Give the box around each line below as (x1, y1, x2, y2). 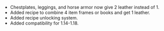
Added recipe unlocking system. (10, 15, 78, 20)
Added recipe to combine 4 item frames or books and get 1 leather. (10, 9, 151, 15)
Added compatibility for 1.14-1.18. (10, 20, 79, 26)
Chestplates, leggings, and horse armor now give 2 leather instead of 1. (10, 4, 159, 10)
